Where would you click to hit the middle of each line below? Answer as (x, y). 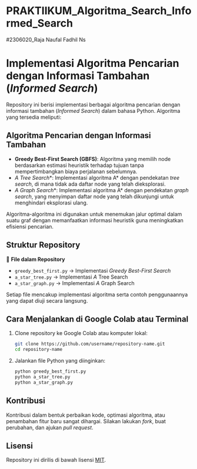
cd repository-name (39, 350)
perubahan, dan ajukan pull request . (50, 427)
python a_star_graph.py (44, 382)
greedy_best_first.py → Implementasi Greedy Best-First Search (93, 270)
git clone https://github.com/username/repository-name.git (90, 344)
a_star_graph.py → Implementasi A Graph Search (74, 283)
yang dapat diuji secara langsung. (47, 300)
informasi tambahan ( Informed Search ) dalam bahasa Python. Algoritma (93, 110)
